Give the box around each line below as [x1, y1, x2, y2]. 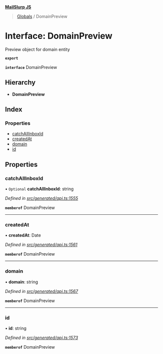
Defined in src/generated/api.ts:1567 [5, 288, 79, 294]
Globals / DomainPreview [16, 14, 68, 19]
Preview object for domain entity [5, 46, 70, 52]
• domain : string [5, 279, 38, 285]
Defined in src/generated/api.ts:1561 [5, 242, 78, 248]
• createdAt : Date [5, 232, 41, 238]
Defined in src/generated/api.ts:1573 [5, 335, 79, 341]
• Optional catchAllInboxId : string [5, 186, 74, 192]
